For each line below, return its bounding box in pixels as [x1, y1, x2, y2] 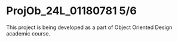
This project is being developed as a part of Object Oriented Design [6, 24, 173, 31]
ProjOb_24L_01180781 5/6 [6, 4, 137, 18]
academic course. [6, 30, 51, 37]
